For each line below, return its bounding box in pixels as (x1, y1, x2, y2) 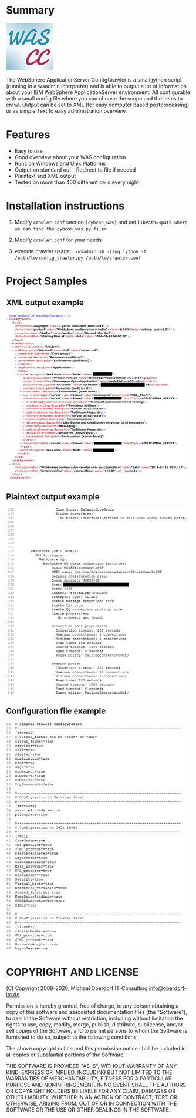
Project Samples (6, 274, 88, 288)
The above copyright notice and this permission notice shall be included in (6, 1045, 186, 1052)
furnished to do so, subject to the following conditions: (6, 1033, 138, 1040)
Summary (6, 4, 55, 17)
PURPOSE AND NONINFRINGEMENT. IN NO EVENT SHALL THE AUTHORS (6, 1082, 187, 1089)
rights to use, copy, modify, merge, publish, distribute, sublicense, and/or (6, 1021, 183, 1028)
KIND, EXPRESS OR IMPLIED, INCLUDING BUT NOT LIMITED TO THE (6, 1069, 173, 1076)
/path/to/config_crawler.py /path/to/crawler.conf (14, 255, 141, 261)
